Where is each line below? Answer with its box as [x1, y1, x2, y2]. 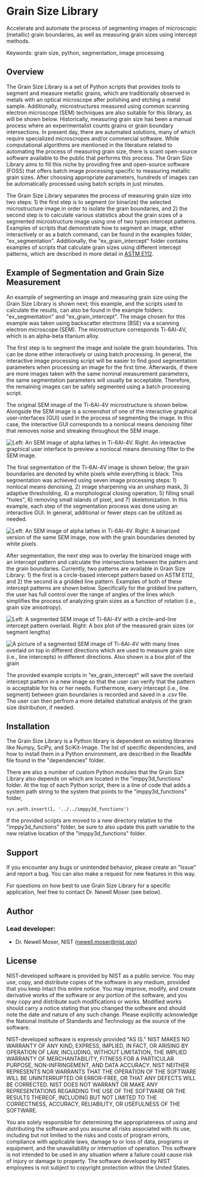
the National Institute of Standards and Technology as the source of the [6, 1017, 186, 1024]
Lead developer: [6, 924, 56, 933]
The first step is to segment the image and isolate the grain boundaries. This [6, 344, 198, 351]
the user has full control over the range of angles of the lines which [6, 591, 175, 598]
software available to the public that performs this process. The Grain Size [6, 154, 193, 161]
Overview [6, 67, 44, 77]
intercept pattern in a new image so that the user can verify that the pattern [6, 678, 195, 685]
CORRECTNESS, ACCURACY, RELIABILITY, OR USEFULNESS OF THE [6, 1100, 181, 1108]
